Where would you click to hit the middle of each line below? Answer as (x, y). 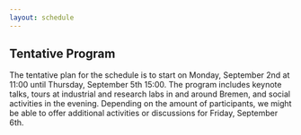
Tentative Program (62, 54)
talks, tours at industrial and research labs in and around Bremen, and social (150, 94)
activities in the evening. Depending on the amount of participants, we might (150, 104)
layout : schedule (42, 17)
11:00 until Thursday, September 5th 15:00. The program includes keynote (146, 85)
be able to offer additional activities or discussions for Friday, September (144, 114)
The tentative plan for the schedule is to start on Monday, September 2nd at (150, 75)
